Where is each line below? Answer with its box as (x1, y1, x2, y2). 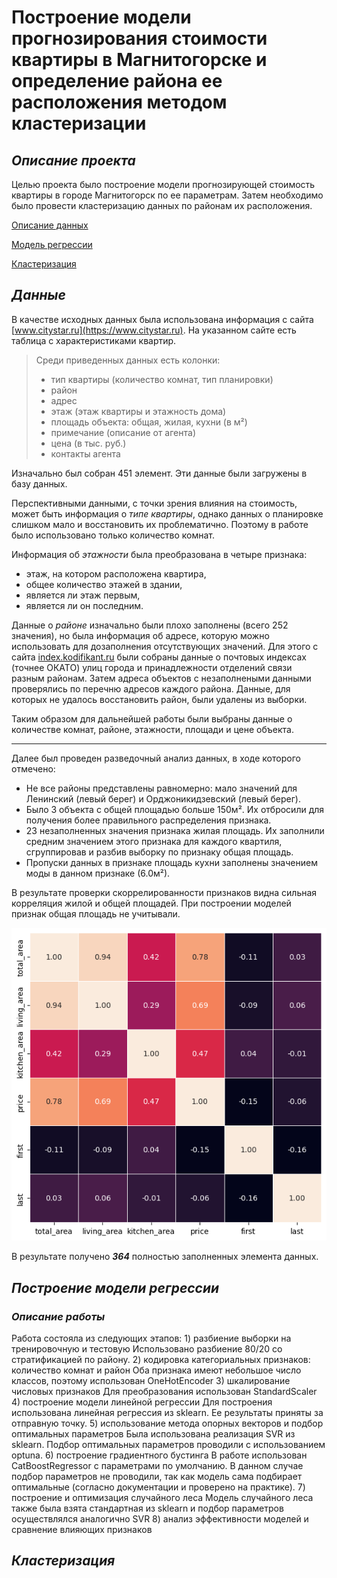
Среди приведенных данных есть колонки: (35, 354, 221, 366)
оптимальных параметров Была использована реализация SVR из (11, 1428, 296, 1440)
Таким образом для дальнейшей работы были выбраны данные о (11, 712, 293, 725)
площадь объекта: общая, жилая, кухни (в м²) (50, 416, 248, 428)
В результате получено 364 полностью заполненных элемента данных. (11, 1251, 319, 1263)
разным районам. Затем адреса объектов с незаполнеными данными (11, 672, 312, 684)
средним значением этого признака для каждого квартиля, (25, 835, 283, 847)
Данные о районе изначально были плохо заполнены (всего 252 (11, 619, 289, 631)
